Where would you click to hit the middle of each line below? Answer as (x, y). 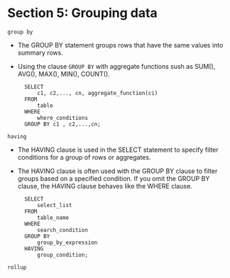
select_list (54, 205)
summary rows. (40, 52)
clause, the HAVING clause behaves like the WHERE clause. (105, 186)
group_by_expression (67, 243)
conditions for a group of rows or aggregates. (84, 157)
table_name (53, 218)
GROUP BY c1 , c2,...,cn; (62, 124)
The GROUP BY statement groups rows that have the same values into (120, 45)
